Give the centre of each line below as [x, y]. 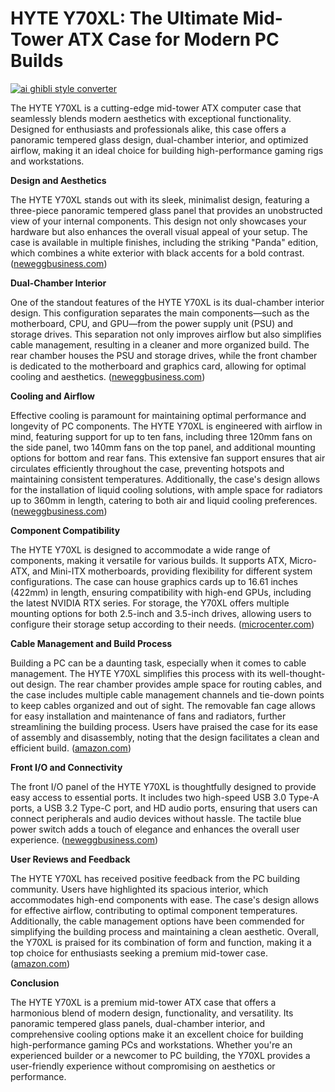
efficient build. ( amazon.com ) [71, 748]
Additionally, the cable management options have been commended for [157, 921]
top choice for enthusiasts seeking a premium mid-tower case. [139, 953]
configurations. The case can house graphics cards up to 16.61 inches [154, 581]
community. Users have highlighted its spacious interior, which [139, 889]
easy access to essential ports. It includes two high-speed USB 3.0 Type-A [165, 797]
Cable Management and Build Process [91, 643]
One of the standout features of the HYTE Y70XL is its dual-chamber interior [167, 302]
